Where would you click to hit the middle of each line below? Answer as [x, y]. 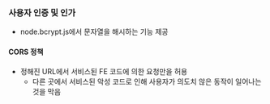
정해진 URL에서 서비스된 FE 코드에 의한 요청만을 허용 [104, 71]
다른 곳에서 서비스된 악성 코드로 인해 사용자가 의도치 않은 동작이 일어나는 [147, 81]
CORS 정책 [26, 52]
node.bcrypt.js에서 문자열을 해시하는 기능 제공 [94, 32]
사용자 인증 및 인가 [42, 12]
